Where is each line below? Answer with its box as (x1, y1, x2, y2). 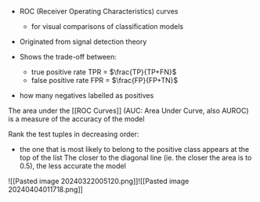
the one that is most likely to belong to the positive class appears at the (19, 145, 249, 153)
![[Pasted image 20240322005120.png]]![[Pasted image (8, 176, 190, 186)
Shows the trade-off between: (19, 52, 117, 61)
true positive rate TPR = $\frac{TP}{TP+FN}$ (31, 67, 177, 77)
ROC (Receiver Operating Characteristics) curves (19, 7, 179, 16)
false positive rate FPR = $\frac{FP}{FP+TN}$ (31, 76, 179, 85)
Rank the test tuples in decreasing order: (8, 129, 139, 139)
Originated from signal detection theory (19, 37, 147, 46)
